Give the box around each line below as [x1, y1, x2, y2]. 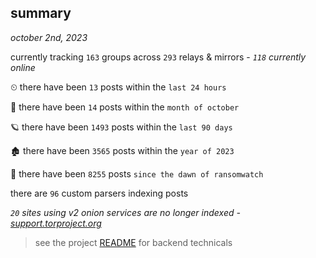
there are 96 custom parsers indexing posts [10, 187, 189, 199]
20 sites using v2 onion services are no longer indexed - [10, 206, 241, 218]
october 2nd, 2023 [10, 31, 88, 43]
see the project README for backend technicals [34, 236, 233, 248]
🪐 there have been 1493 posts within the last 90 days [10, 121, 233, 133]
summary [10, 5, 72, 22]
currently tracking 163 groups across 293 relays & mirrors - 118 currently [10, 51, 307, 63]
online [10, 61, 36, 73]
